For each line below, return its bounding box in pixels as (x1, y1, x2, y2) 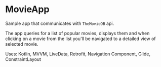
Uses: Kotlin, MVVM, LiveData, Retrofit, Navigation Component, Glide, (5, 51, 151, 57)
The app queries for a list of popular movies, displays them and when (5, 30, 150, 36)
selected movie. (5, 41, 39, 47)
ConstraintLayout (5, 56, 42, 62)
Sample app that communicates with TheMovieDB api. (5, 20, 114, 26)
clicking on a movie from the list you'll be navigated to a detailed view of (5, 36, 156, 42)
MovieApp (5, 4, 50, 15)
